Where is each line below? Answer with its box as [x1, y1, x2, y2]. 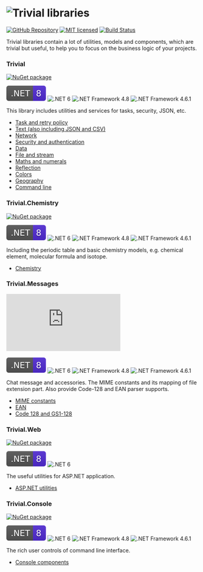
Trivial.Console [6, 500, 52, 508]
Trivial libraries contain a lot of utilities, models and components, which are [6, 38, 194, 45]
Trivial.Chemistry [6, 199, 59, 207]
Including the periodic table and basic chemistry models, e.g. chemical [6, 246, 184, 253]
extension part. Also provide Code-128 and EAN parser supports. [6, 385, 170, 392]
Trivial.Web [6, 425, 41, 434]
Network [15, 132, 38, 139]
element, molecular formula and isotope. [6, 253, 108, 260]
